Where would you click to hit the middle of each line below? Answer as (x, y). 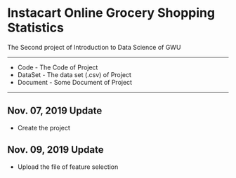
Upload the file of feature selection (68, 167)
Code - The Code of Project (58, 67)
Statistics (36, 28)
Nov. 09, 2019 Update (55, 150)
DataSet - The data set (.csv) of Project (74, 74)
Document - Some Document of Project (74, 82)
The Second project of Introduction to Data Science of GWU (94, 47)
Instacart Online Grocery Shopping (111, 13)
